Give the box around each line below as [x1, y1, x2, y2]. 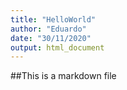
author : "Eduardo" [10, 24, 87, 34]
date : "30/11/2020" [10, 33, 92, 43]
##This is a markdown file [10, 70, 117, 82]
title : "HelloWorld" [10, 14, 97, 25]
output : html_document [10, 42, 105, 53]
